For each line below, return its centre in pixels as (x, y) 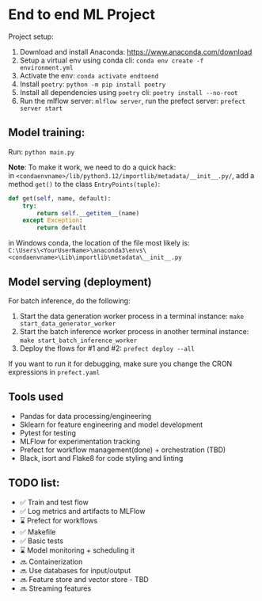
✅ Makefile (38, 531)
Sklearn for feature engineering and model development (111, 424)
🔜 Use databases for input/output (75, 570)
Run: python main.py (42, 151)
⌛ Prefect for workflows (59, 520)
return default (62, 228)
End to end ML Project (82, 15)
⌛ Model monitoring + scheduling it (77, 550)
